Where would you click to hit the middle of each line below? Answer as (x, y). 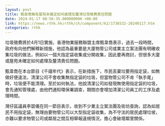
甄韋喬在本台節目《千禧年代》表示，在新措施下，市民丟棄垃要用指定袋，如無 (82, 71)
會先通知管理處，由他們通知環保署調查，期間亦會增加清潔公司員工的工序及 (80, 90)
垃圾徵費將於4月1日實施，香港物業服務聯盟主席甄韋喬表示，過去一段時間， (81, 43)
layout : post (18, 10)
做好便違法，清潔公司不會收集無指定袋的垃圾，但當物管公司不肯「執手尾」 (80, 77)
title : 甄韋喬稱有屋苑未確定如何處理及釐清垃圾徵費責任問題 (58, 14)
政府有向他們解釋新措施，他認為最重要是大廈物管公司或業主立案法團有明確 (80, 49)
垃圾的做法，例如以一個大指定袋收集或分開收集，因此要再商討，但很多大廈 (84, 55)
